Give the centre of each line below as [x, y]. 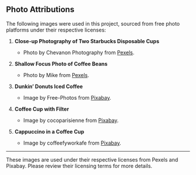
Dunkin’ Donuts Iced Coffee [49, 86]
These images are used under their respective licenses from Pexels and [92, 159]
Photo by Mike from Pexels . [56, 75]
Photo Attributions [40, 10]
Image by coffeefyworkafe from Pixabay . [72, 143]
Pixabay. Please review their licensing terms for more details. [79, 166]
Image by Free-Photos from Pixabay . [67, 97]
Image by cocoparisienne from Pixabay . [71, 120]
